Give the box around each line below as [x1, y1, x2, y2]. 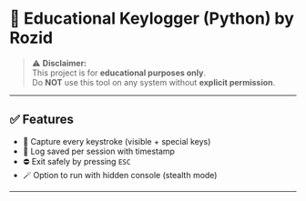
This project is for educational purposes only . [31, 67, 207, 78]
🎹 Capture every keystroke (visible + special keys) [22, 136, 211, 146]
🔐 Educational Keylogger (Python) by [9, 8, 294, 29]
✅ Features [9, 112, 75, 127]
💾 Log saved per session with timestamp [22, 146, 176, 156]
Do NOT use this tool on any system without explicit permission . [31, 76, 276, 87]
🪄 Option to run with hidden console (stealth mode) [22, 169, 218, 180]
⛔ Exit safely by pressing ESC [22, 156, 131, 166]
